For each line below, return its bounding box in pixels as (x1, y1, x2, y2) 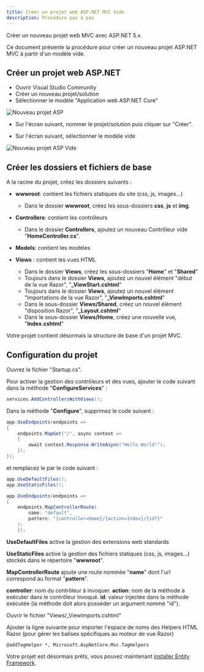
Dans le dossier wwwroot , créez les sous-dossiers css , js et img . (24, 202, 191, 210)
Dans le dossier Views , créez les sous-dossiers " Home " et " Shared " (24, 268, 198, 276)
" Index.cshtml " (24, 320, 64, 328)
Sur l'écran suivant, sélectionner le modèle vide (15, 132, 136, 140)
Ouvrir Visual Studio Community (15, 84, 97, 91)
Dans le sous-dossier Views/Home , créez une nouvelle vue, (24, 314, 177, 321)
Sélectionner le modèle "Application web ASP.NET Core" (15, 97, 158, 104)
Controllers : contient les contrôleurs (15, 214, 108, 221)
